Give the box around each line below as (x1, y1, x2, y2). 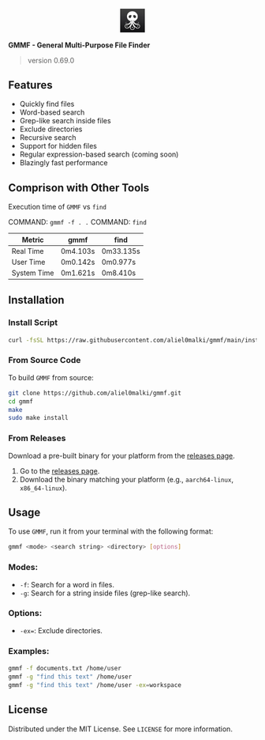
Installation (8, 293, 65, 307)
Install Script (8, 317, 58, 328)
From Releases (8, 432, 66, 444)
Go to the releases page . (19, 466, 100, 475)
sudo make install (8, 414, 69, 422)
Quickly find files (19, 100, 75, 109)
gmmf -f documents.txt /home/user (8, 665, 122, 673)
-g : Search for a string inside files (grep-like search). (19, 588, 191, 598)
